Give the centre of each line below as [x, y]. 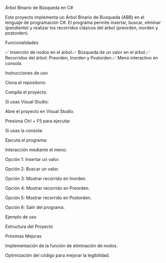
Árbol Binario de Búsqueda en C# [39, 8]
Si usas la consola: [24, 131]
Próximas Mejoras [23, 236]
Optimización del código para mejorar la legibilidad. [58, 255]
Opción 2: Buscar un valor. [32, 169]
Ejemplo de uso [21, 217]
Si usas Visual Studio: [27, 102]
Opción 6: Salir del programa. [35, 207]
